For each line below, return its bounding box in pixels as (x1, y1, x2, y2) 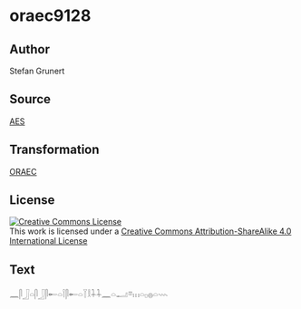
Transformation (9, 142, 100, 158)
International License (9, 236, 88, 246)
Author (9, 42, 50, 57)
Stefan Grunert (9, 65, 65, 76)
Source (9, 92, 52, 107)
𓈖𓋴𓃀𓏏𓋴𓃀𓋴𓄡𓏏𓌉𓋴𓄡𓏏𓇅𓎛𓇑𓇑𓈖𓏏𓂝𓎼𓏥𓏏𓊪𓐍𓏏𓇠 (9, 289, 169, 300)
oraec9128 (9, 5, 92, 26)
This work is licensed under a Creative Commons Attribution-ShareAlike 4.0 (9, 226, 292, 237)
